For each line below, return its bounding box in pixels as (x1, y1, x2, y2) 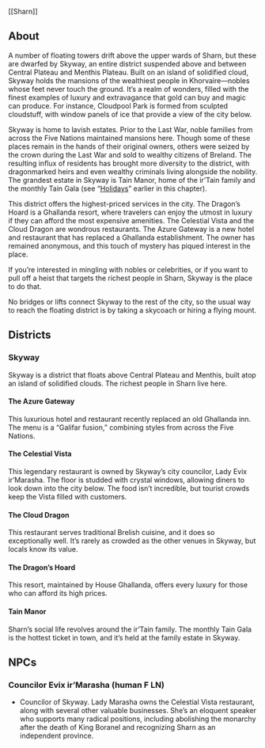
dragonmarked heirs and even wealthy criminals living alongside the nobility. (8, 166, 258, 177)
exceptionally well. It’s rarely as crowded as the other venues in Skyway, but (8, 536, 256, 545)
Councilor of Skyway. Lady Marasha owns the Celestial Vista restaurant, (19, 697, 255, 707)
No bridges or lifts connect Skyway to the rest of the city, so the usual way (8, 297, 252, 306)
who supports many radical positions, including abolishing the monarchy (19, 714, 256, 723)
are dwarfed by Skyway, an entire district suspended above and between (8, 59, 247, 68)
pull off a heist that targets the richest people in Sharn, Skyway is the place (8, 273, 253, 283)
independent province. (19, 731, 94, 741)
